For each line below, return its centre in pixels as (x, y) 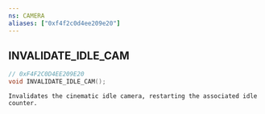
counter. (23, 104)
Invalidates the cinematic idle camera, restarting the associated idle (133, 96)
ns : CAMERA (27, 16)
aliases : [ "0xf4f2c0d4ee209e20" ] (64, 23)
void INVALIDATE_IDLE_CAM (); (57, 82)
